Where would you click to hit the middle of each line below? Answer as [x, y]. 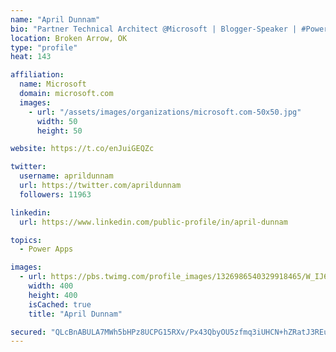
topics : [26, 240]
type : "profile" [44, 47]
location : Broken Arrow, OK [69, 38]
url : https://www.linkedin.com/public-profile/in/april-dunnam [153, 222]
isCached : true [60, 304]
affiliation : [37, 75]
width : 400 [51, 286]
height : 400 [53, 295]
